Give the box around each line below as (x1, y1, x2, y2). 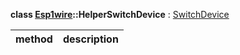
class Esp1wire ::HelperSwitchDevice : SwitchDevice (10, 9, 230, 20)
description (62, 32, 119, 46)
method (15, 32, 53, 46)
